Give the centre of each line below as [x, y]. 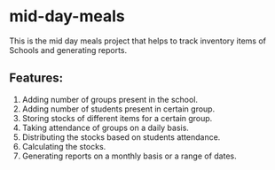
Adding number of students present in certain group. [118, 109]
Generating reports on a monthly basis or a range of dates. [129, 156]
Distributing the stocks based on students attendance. [121, 137]
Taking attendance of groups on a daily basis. [105, 127]
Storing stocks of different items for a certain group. [117, 118]
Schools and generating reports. [68, 50]
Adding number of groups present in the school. [110, 99]
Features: [36, 78]
